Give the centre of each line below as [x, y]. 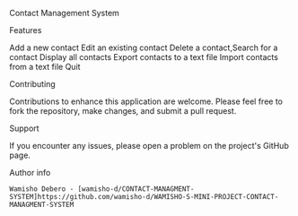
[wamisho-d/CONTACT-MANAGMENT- [136, 189]
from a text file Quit [45, 67]
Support [24, 128]
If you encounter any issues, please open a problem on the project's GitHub [149, 146]
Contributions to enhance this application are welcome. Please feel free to [146, 101]
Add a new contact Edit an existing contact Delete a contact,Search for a [144, 48]
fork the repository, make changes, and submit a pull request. [123, 111]
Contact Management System [64, 13]
